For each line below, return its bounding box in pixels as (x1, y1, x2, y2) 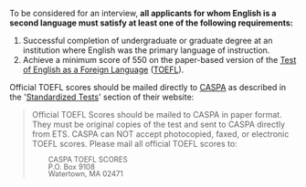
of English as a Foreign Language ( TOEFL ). (22, 64, 185, 75)
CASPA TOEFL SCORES (47, 155, 128, 164)
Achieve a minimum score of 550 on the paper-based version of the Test (22, 55, 297, 65)
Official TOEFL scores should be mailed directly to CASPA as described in (9, 82, 287, 92)
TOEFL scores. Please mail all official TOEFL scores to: (31, 139, 237, 149)
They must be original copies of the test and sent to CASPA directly (31, 119, 286, 130)
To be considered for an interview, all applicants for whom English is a (9, 8, 277, 18)
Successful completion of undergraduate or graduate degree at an (22, 36, 273, 46)
